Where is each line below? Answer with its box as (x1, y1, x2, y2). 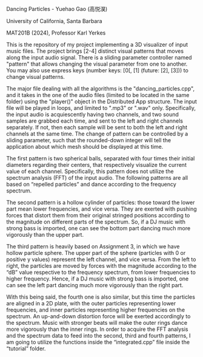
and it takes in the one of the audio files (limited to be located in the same (6, 92, 190, 98)
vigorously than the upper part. (6, 231, 84, 238)
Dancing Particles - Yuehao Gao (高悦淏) (6, 5, 108, 12)
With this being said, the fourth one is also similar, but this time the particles (6, 293, 196, 301)
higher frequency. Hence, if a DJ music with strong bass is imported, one (6, 275, 189, 282)
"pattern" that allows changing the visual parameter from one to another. (6, 60, 188, 67)
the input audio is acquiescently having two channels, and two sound (6, 111, 179, 118)
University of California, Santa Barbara (6, 18, 102, 24)
